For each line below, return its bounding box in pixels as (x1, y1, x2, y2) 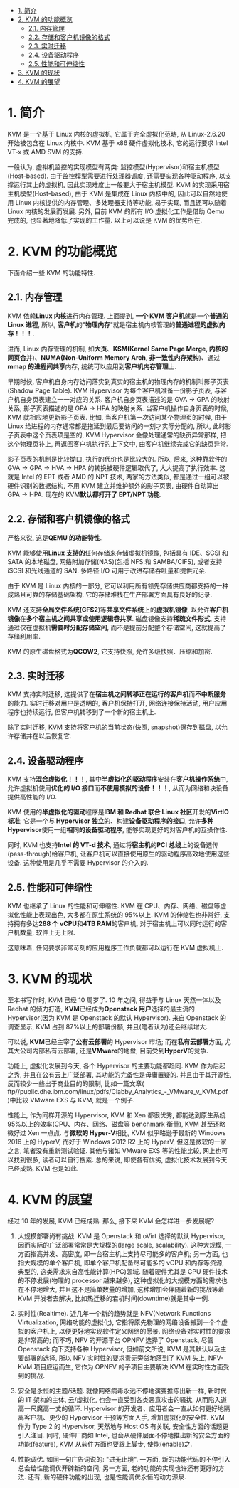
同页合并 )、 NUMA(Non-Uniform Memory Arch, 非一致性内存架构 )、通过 (7, 353, 221, 361)
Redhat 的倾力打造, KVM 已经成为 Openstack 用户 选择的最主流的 (7, 1004, 196, 1013)
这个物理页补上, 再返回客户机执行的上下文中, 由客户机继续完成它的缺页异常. (7, 440, 228, 448)
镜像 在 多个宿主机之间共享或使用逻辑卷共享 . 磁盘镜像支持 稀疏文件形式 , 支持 (7, 614, 226, 622)
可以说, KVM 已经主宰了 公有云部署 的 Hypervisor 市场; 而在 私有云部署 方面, (7, 1037, 223, 1046)
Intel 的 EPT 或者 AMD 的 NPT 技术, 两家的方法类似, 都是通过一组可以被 (21, 472, 230, 481)
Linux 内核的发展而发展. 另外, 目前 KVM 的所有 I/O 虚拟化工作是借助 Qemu (7, 207, 225, 216)
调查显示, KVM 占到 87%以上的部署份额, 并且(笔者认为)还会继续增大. (7, 1022, 208, 1031)
